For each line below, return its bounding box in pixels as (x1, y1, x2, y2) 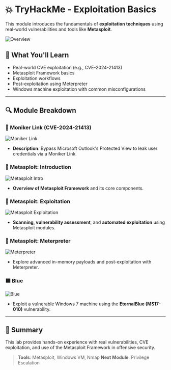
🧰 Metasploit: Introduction (5, 164, 71, 171)
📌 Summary (5, 326, 43, 334)
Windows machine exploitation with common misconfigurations (12, 86, 146, 92)
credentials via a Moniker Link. (12, 151, 77, 157)
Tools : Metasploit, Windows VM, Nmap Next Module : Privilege (17, 354, 150, 360)
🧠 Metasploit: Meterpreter (5, 237, 71, 244)
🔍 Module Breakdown (5, 106, 76, 115)
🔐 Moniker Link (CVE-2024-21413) (5, 124, 92, 131)
